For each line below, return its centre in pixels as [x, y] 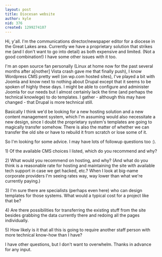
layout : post [18, 9]
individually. [17, 221]
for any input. [18, 250]
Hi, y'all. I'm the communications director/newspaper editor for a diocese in [80, 41]
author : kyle [18, 18]
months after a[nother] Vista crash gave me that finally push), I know [73, 71]
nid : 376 [14, 23]
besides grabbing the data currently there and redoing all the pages [72, 215]
